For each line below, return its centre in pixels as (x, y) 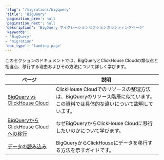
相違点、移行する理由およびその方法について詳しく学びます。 (67, 66)
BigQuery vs (22, 97)
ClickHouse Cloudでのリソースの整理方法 (103, 89)
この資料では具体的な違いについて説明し (102, 104)
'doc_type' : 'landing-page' (34, 46)
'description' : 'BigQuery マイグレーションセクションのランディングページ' (75, 28)
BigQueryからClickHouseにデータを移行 (102, 143)
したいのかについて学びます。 (90, 131)
